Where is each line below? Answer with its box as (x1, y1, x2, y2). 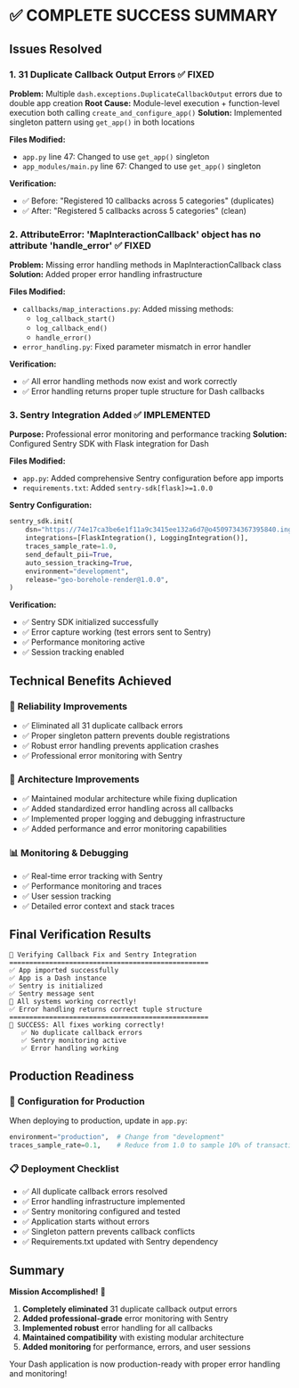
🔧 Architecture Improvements (9, 773, 140, 785)
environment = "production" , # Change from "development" (9, 1133, 225, 1142)
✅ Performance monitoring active (21, 637, 145, 647)
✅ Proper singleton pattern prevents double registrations (21, 730, 230, 741)
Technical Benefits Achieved (9, 673, 172, 688)
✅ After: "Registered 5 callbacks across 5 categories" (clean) (21, 205, 247, 216)
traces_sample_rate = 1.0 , (25, 542, 117, 551)
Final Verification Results (9, 927, 151, 942)
